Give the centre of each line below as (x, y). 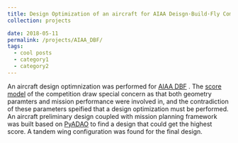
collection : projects (39, 21)
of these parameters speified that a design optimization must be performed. (118, 109)
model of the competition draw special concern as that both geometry (110, 93)
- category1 (32, 60)
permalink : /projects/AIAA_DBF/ (55, 40)
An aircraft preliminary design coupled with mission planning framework (112, 116)
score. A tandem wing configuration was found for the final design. (105, 131)
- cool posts (33, 53)
